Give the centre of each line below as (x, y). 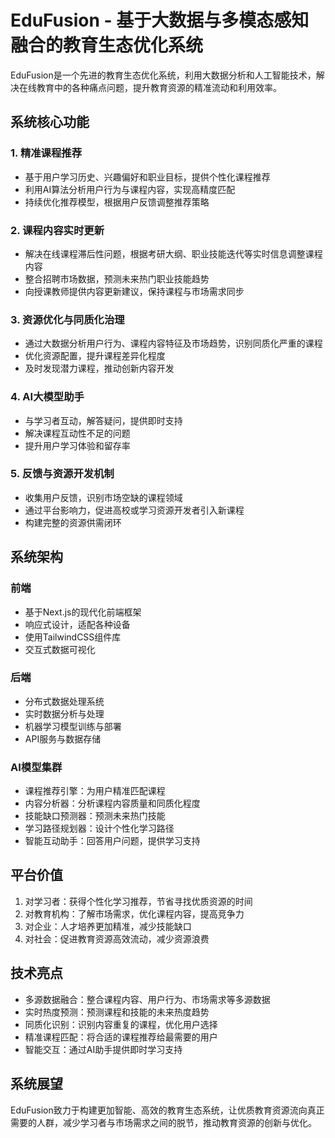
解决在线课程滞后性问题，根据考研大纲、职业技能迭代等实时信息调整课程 (173, 253)
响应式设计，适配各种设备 (77, 624)
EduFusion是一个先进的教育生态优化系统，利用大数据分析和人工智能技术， (163, 75)
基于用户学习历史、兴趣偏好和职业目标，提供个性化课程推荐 (147, 177)
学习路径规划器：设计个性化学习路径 (99, 828)
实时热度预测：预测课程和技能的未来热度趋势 (117, 1012)
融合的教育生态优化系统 (107, 45)
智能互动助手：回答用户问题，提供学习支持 (112, 841)
